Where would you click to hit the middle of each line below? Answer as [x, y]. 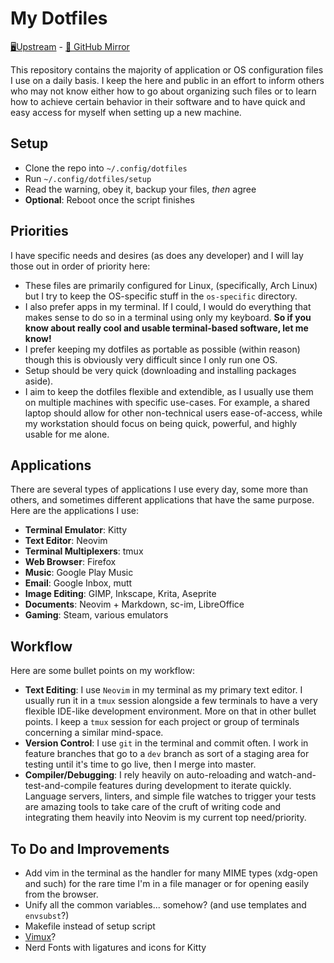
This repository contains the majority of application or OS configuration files [167, 69]
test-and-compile [60, 786]
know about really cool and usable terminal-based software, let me [166, 328]
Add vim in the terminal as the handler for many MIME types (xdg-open [171, 873]
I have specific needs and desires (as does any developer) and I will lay [157, 255]
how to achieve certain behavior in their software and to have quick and [158, 101]
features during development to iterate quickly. [195, 786]
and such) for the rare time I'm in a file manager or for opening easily [167, 883]
